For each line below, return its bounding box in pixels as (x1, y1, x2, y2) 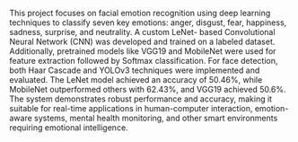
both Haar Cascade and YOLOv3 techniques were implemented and (9, 65, 260, 75)
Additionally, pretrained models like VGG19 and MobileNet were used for (9, 46, 276, 57)
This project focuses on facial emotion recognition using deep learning (9, 8, 271, 18)
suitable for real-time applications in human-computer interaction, (9, 103, 253, 113)
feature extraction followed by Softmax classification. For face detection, (9, 56, 278, 66)
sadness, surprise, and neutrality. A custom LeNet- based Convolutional (9, 27, 276, 37)
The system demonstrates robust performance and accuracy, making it (9, 93, 272, 104)
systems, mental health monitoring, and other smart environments (34, 112, 278, 123)
